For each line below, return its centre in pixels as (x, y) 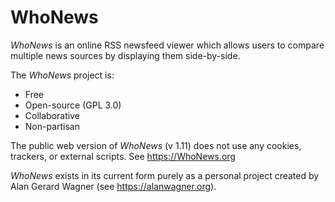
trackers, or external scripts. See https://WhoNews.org (123, 156)
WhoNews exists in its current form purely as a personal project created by (165, 175)
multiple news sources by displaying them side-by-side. (125, 55)
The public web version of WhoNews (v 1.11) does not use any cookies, (156, 145)
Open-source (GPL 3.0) (73, 105)
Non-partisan (52, 126)
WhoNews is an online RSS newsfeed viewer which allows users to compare (167, 45)
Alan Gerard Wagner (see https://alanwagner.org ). (113, 186)
